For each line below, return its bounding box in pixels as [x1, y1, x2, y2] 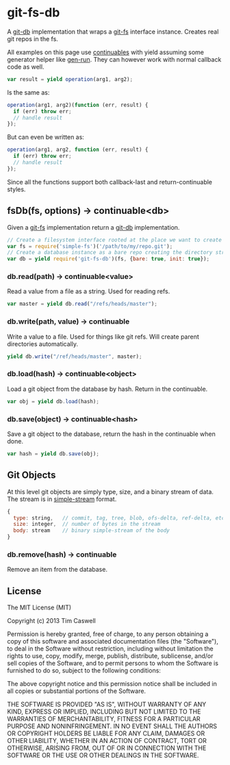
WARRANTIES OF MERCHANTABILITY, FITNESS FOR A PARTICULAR [7, 715, 201, 723]
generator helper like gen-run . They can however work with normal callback [7, 55, 222, 63]
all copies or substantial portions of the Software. [7, 687, 146, 695]
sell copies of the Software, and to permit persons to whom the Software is [7, 659, 219, 668]
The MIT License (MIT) [7, 603, 72, 611]
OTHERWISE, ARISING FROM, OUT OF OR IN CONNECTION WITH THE [7, 744, 207, 752]
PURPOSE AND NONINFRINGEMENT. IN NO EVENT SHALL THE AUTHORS [7, 722, 218, 731]
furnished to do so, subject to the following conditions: [7, 666, 161, 675]
